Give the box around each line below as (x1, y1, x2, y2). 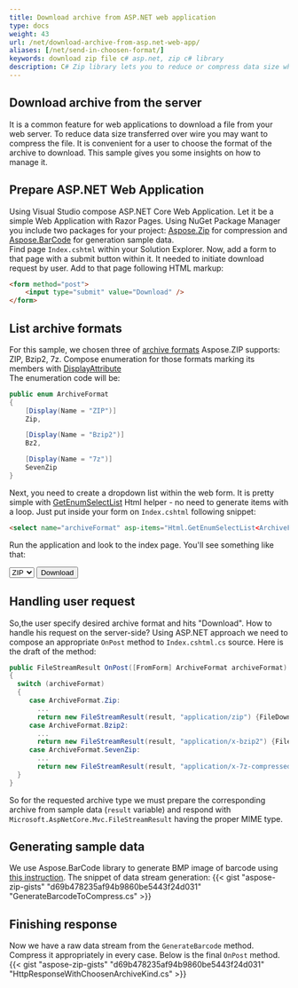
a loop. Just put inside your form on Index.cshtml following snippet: (9, 506, 256, 517)
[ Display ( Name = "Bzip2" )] (25, 431, 125, 439)
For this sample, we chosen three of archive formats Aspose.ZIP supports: (9, 344, 281, 355)
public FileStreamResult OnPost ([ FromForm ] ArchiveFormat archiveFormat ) (9, 663, 288, 672)
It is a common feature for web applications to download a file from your (9, 119, 273, 130)
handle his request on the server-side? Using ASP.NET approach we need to (9, 627, 288, 637)
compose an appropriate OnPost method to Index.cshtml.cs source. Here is (9, 636, 284, 647)
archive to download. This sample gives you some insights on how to (9, 147, 262, 158)
